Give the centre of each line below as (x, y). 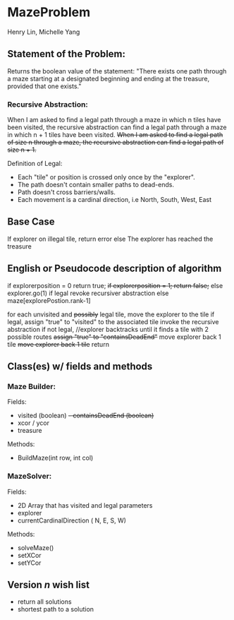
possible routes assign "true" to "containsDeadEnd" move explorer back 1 (114, 337)
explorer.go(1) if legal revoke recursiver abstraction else (88, 293)
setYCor (29, 563)
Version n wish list (49, 585)
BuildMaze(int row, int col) (55, 458)
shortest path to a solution (55, 609)
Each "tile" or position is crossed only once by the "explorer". (106, 177)
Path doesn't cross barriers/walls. (67, 192)
